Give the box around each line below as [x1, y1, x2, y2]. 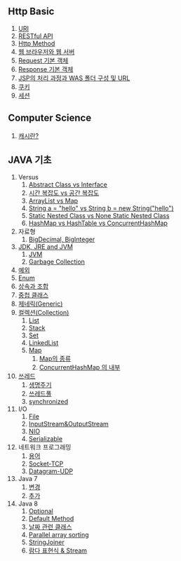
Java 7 [18, 475, 38, 483]
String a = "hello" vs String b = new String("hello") [28, 204, 174, 212]
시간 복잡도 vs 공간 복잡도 [28, 189, 100, 197]
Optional [28, 507, 53, 515]
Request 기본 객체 [18, 56, 69, 65]
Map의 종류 [39, 354, 72, 363]
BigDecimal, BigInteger [28, 235, 95, 244]
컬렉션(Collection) [18, 309, 69, 317]
